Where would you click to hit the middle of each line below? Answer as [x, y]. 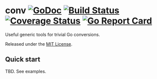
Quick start [23, 60]
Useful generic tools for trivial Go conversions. [52, 34]
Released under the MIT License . [39, 44]
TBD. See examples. [26, 71]
